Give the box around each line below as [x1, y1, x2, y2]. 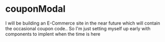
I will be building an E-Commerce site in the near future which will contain [5, 20, 160, 26]
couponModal [5, 3, 66, 15]
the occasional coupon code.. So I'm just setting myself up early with [5, 25, 151, 31]
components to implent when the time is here [5, 31, 101, 37]
